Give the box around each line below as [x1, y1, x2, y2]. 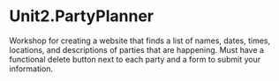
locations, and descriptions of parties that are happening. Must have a [9, 44, 265, 55]
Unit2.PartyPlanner [9, 6, 155, 26]
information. [9, 63, 54, 74]
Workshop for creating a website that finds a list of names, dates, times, [9, 35, 271, 46]
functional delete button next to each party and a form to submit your [9, 54, 261, 64]
